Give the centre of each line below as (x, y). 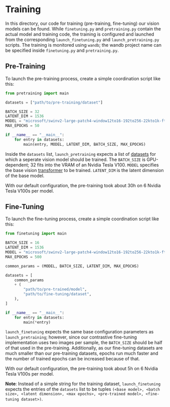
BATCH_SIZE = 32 (22, 112)
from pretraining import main (37, 93)
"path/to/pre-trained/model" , (55, 290)
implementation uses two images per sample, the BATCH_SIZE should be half (84, 343)
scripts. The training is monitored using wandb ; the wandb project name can (83, 45)
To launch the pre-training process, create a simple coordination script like (83, 78)
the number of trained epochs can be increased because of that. (73, 359)
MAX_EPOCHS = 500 (24, 257)
